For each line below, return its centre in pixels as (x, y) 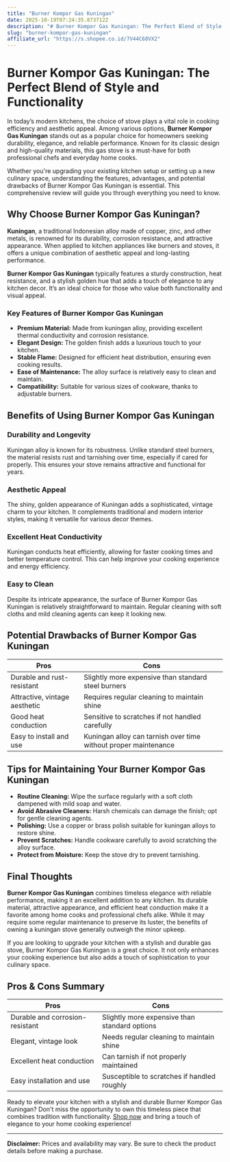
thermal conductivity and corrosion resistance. (83, 335)
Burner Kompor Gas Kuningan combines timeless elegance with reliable (110, 893)
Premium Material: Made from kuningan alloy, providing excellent (110, 328)
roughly (114, 1085)
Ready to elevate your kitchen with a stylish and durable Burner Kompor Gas (115, 1102)
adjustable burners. (44, 394)
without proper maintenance (129, 744)
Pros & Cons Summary (56, 986)
